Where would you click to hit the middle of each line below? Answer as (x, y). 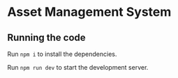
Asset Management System (89, 12)
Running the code (46, 38)
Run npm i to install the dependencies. (62, 54)
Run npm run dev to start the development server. (78, 67)
